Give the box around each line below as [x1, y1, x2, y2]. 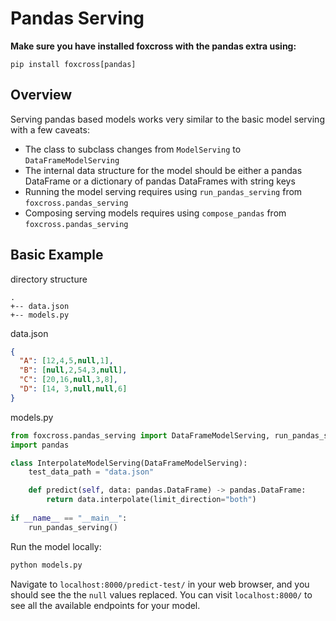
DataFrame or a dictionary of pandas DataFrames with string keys [24, 175, 296, 187]
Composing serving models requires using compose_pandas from [24, 207, 287, 219]
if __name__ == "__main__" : [10, 513, 128, 523]
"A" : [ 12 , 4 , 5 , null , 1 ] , [19, 356, 114, 366]
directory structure [10, 273, 88, 285]
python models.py [10, 560, 83, 570]
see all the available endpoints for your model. [10, 599, 201, 611]
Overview [10, 87, 73, 104]
